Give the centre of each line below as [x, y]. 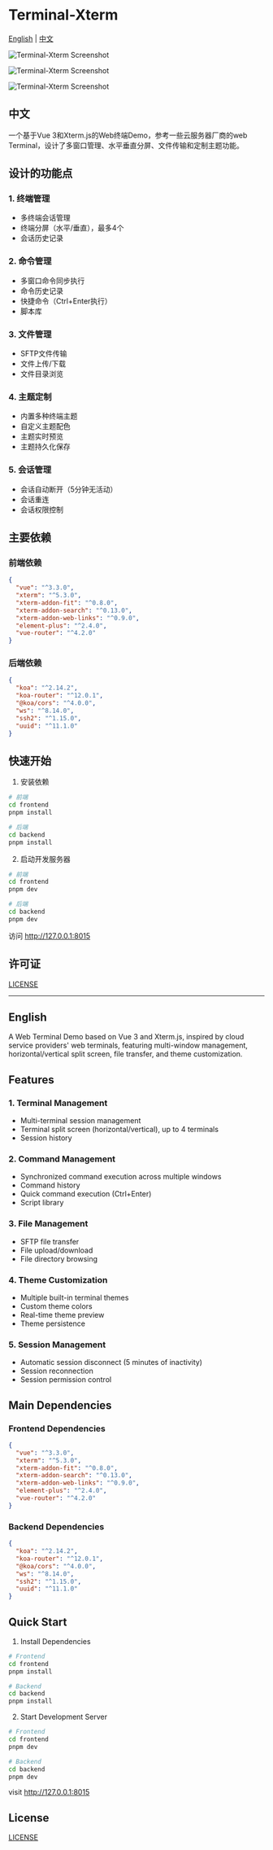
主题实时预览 [41, 436]
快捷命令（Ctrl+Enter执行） [66, 301]
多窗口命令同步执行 [52, 280]
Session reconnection [56, 1371]
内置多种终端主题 [49, 416]
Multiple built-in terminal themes [74, 1297]
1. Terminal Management [58, 1103]
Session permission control [66, 1380]
